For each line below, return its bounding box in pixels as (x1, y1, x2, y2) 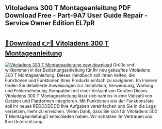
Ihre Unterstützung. (5, 119, 44, 124)
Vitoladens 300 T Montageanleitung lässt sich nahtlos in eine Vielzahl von (5, 93, 153, 98)
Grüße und (113, 62, 135, 67)
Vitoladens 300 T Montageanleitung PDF (5, 4, 131, 12)
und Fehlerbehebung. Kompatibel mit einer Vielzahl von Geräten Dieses (5, 88, 148, 94)
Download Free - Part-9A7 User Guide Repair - (5, 12, 148, 20)
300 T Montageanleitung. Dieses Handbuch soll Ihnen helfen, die (5, 72, 135, 78)
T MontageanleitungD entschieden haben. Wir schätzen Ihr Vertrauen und (5, 113, 153, 119)
